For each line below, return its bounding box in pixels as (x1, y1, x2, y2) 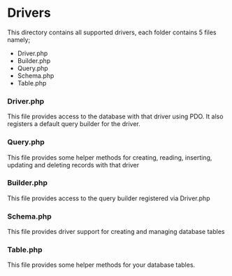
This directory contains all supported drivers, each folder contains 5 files (7, 28, 217, 36)
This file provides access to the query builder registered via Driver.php (7, 194, 210, 202)
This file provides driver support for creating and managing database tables (7, 228, 225, 236)
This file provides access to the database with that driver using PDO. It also (7, 112, 224, 120)
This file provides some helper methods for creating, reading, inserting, (7, 153, 212, 162)
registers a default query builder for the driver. (7, 120, 141, 128)
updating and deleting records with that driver (7, 160, 140, 169)
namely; (7, 35, 31, 43)
